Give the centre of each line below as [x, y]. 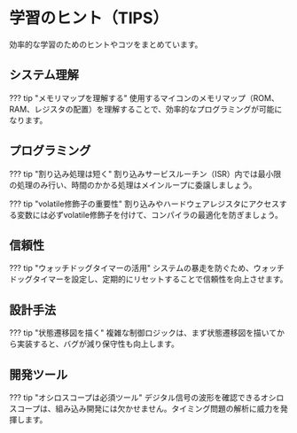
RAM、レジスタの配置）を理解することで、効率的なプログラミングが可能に [146, 109]
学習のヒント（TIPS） [89, 18]
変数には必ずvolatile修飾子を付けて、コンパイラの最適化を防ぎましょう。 [150, 214]
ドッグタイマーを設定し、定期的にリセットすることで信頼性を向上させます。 [148, 279]
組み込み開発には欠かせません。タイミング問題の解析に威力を [168, 409]
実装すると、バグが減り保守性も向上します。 [98, 344]
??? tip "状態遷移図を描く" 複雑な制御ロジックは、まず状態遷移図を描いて [143, 333]
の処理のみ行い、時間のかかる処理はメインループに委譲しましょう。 [133, 185]
